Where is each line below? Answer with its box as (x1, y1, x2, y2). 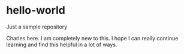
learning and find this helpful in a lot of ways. (6, 41, 117, 48)
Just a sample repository (6, 23, 68, 30)
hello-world (6, 4, 66, 17)
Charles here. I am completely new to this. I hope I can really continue (6, 34, 179, 42)
